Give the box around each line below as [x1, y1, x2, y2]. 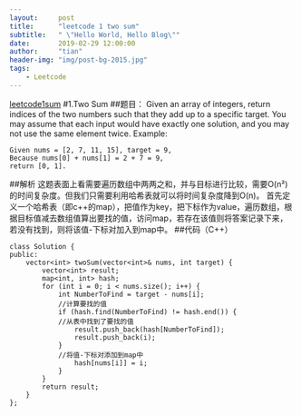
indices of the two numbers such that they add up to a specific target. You [9, 108, 286, 119]
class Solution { [9, 242, 75, 251]
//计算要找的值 [57, 299, 107, 309]
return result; [42, 382, 100, 391]
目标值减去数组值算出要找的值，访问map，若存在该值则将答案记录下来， [16, 213, 288, 223]
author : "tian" [9, 47, 83, 56]
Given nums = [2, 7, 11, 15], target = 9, [9, 145, 172, 154]
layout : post [9, 13, 75, 23]
